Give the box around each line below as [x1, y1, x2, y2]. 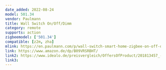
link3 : [5, 58, 19, 63]
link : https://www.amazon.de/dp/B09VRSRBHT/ [5, 48, 98, 53]
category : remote [5, 26, 41, 31]
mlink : [5, 44, 19, 49]
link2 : [5, 53, 19, 58]
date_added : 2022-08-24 [5, 7, 54, 12]
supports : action [5, 30, 41, 35]
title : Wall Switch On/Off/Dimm [5, 21, 72, 26]
